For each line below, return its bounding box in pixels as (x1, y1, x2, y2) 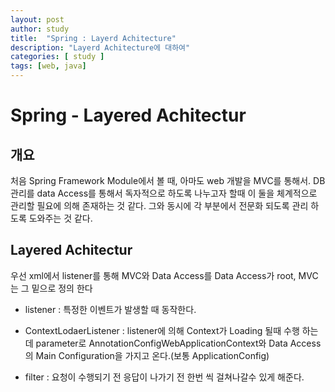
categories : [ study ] (10, 52, 105, 62)
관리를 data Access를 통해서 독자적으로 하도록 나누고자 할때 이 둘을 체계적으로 (10, 187, 318, 199)
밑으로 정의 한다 (31, 282, 93, 294)
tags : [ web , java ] (10, 61, 87, 71)
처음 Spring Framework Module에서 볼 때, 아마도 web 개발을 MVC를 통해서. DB (10, 175, 326, 186)
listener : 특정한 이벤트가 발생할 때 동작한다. (24, 303, 197, 315)
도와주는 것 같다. (28, 212, 93, 224)
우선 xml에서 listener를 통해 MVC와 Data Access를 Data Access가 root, (10, 269, 297, 281)
